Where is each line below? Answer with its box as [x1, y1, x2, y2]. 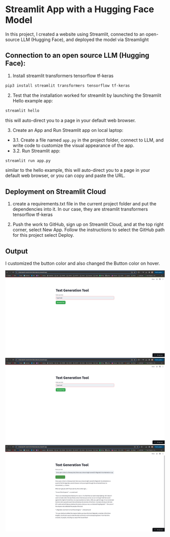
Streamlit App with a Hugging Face [5, 4, 154, 15]
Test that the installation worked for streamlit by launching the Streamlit [12, 92, 161, 98]
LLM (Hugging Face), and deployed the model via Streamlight [21, 37, 149, 43]
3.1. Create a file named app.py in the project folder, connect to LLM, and [12, 137, 164, 143]
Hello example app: [12, 97, 53, 103]
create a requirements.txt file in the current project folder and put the [12, 201, 157, 207]
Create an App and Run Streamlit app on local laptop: [12, 127, 123, 133]
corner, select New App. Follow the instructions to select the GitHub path [12, 227, 165, 233]
